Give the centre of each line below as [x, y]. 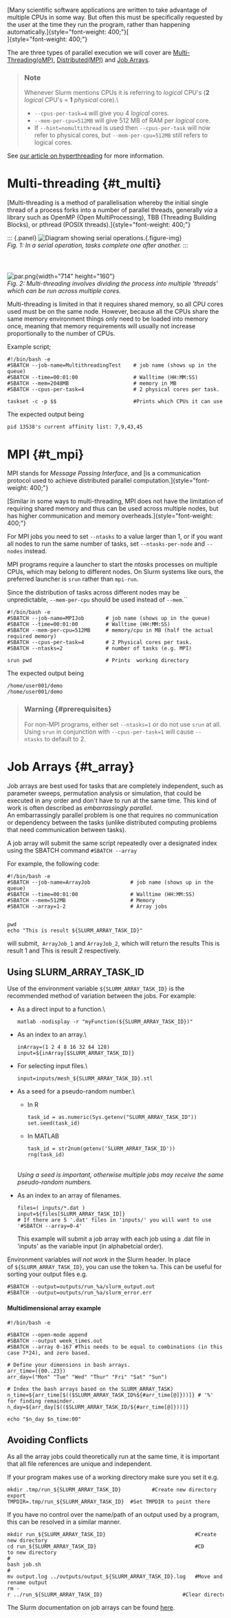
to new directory [32, 1553]
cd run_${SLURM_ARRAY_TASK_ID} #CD [106, 1547]
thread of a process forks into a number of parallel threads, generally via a [112, 210]
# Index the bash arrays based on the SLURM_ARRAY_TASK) [90, 1389]
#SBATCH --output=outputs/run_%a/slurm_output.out [81, 1287]
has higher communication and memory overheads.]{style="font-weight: [110, 516]
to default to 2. [65, 738]
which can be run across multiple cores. [64, 291]
